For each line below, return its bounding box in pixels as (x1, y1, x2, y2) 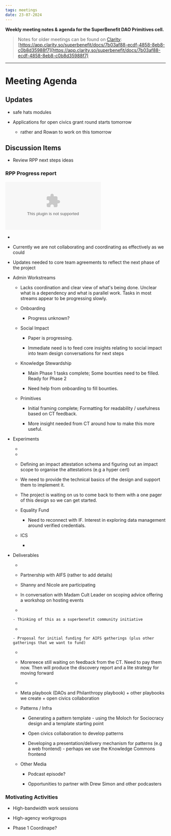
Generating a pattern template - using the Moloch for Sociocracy (27, 715, 164, 721)
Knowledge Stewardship (20, 360, 72, 366)
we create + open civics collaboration (20, 695, 99, 701)
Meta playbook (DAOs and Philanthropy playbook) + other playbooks (20, 689, 164, 695)
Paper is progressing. (27, 335, 73, 341)
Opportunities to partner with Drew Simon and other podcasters (27, 780, 162, 787)
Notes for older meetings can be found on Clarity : (17, 36, 122, 42)
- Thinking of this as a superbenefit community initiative (12, 617, 143, 622)
